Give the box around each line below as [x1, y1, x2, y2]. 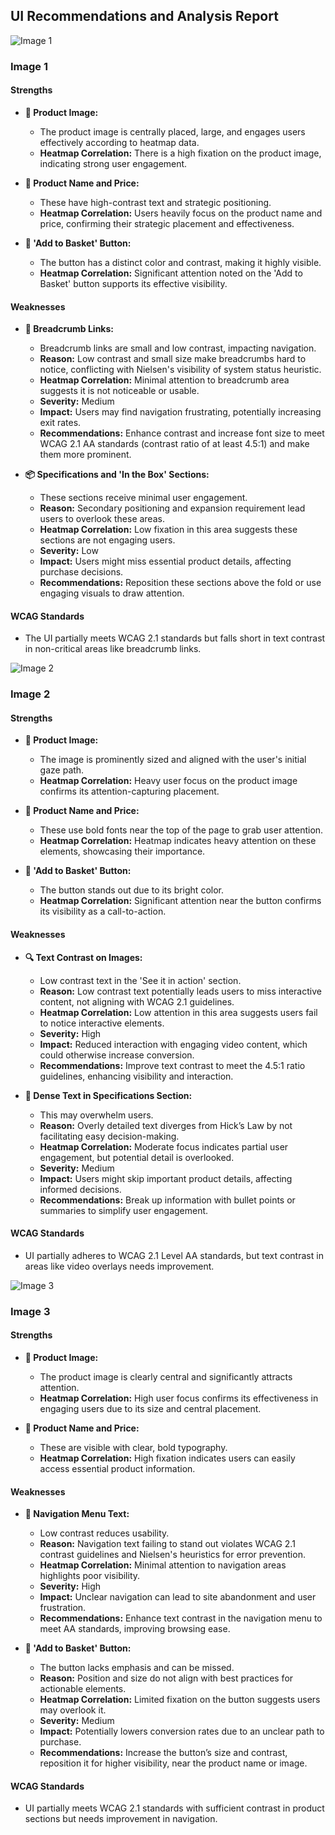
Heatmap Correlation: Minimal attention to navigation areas [39, 1559, 287, 1571]
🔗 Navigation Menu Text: [24, 1508, 130, 1520]
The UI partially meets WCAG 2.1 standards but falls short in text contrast [24, 632, 326, 644]
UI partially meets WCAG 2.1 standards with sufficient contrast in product [24, 1802, 325, 1814]
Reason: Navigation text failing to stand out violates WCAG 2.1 [39, 1538, 296, 1550]
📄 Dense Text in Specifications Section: [24, 1089, 193, 1101]
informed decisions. [39, 1183, 122, 1195]
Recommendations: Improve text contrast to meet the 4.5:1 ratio [39, 1059, 306, 1071]
